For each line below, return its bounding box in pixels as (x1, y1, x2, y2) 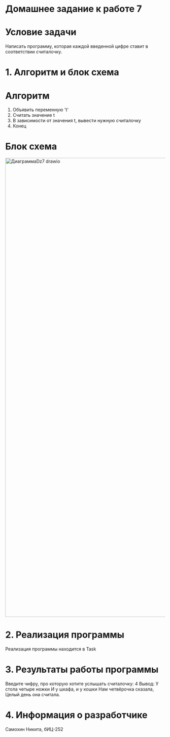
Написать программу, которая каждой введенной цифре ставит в (5, 43, 148, 49)
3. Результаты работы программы (5, 664, 159, 675)
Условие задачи (5, 27, 77, 38)
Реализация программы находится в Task (5, 646, 96, 652)
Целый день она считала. (5, 692, 60, 698)
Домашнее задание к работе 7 (5, 3, 142, 15)
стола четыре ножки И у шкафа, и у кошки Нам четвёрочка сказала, (5, 686, 154, 692)
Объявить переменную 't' (12, 107, 69, 113)
